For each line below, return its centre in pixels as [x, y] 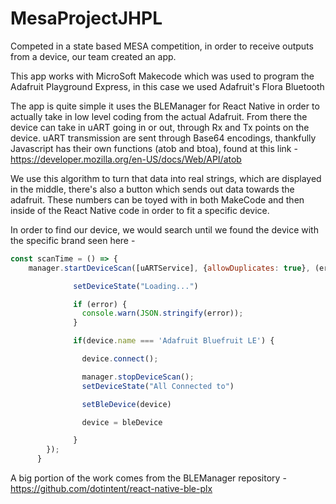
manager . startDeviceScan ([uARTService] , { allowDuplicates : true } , [169, 268]
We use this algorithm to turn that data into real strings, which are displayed [166, 178]
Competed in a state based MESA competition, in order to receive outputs [162, 46]
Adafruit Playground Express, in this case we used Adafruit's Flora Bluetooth [167, 86]
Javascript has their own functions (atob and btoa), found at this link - [154, 148]
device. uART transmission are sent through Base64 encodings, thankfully [163, 138]
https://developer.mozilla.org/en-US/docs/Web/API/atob [126, 159]
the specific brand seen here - [73, 240]
